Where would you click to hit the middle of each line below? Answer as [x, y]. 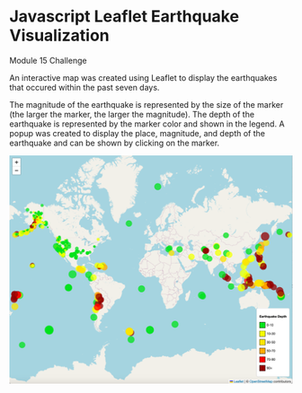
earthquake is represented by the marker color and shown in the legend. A [147, 124]
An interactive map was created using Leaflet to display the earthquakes [143, 77]
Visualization [59, 35]
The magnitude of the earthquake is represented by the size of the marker [147, 104]
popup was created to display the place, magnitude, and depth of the [137, 133]
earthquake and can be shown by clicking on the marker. [115, 143]
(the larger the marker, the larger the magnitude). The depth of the [132, 114]
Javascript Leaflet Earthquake [124, 17]
